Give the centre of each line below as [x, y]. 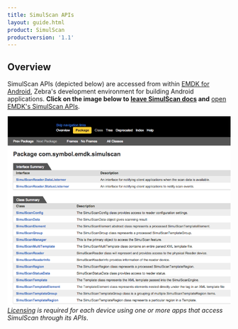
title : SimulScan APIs [41, 15]
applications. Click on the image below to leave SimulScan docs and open [117, 99]
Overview [29, 67]
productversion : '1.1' [41, 37]
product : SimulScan [36, 30]
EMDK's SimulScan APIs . [44, 107]
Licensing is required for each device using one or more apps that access [115, 311]
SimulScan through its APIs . [48, 318]
